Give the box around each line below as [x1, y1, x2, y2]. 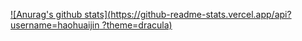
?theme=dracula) [101, 19, 173, 31]
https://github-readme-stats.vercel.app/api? [110, 9, 292, 20]
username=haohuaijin [10, 19, 100, 31]
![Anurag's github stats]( [10, 9, 112, 20]
